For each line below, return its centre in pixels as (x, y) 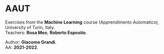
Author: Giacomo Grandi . (31, 42)
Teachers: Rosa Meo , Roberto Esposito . (46, 32)
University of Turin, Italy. (30, 27)
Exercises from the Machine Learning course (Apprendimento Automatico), (82, 22)
